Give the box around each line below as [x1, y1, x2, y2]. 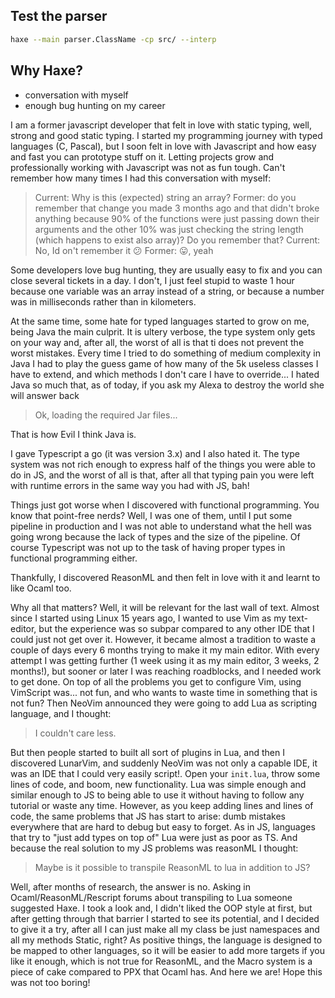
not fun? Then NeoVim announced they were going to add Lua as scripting [10, 697, 318, 709]
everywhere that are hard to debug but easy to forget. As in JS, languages [10, 820, 316, 833]
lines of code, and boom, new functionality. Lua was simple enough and [10, 778, 307, 790]
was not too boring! [10, 976, 91, 988]
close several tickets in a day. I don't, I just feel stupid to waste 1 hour [10, 274, 295, 286]
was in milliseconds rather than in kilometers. [10, 295, 197, 308]
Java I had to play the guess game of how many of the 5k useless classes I [10, 357, 319, 369]
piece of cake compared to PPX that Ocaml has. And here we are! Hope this [10, 965, 323, 978]
